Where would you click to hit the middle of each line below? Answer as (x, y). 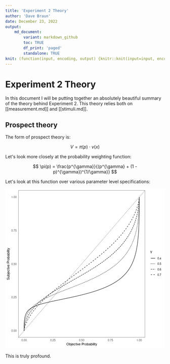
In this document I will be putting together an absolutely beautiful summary (83, 98)
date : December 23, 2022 (31, 21)
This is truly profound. (28, 356)
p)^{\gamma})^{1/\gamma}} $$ (85, 172)
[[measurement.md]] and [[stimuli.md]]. (47, 109)
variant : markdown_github (51, 37)
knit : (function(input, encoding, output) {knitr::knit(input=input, (80, 59)
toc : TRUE (34, 43)
